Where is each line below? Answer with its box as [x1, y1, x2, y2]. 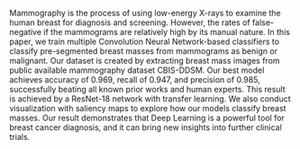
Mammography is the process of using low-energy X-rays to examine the [9, 8, 281, 18]
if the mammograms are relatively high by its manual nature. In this [43, 27, 291, 37]
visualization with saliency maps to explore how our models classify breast [9, 103, 286, 113]
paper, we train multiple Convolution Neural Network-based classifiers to [9, 36, 280, 47]
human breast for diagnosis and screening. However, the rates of [9, 17, 250, 28]
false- [251, 17, 275, 28]
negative [9, 27, 42, 37]
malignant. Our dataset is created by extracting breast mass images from [9, 56, 281, 66]
